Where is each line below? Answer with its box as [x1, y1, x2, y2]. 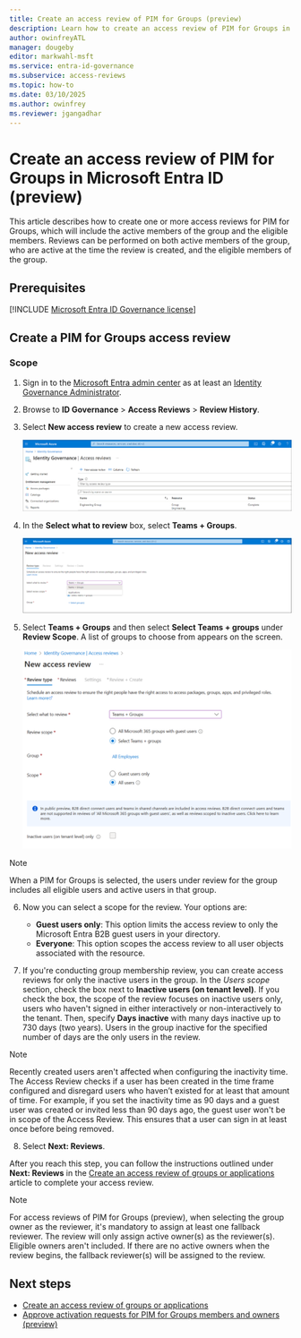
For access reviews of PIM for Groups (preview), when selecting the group [9, 1212, 285, 1222]
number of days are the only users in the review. [21, 1032, 201, 1042]
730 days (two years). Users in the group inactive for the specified [21, 1022, 268, 1034]
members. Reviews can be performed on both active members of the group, [9, 236, 290, 246]
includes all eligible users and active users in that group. [9, 885, 217, 896]
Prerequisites [9, 280, 86, 296]
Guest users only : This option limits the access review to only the [35, 919, 279, 931]
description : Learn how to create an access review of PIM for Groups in [9, 23, 291, 33]
